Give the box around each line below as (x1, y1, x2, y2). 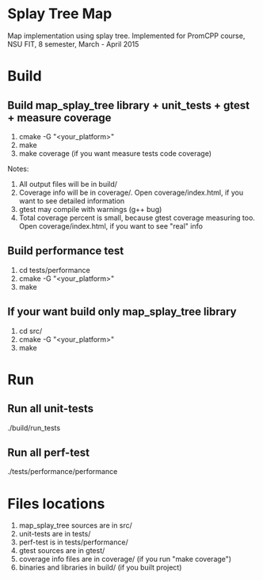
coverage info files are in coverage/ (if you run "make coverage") (18, 555, 231, 564)
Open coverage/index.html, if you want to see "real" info (18, 221, 204, 230)
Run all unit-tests (7, 402, 94, 415)
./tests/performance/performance (7, 467, 118, 476)
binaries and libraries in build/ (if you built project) (18, 563, 182, 572)
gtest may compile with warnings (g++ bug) (18, 204, 162, 214)
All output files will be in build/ (18, 179, 118, 188)
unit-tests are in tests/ (18, 529, 91, 539)
